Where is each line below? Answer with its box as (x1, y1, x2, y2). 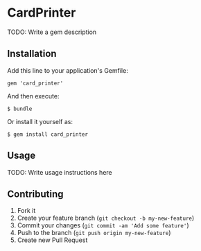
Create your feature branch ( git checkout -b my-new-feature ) (17, 214, 195, 223)
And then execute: (7, 92, 60, 100)
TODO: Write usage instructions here (7, 168, 112, 176)
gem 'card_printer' (7, 80, 64, 87)
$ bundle (7, 105, 33, 112)
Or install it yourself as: (7, 117, 73, 125)
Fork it (17, 207, 36, 215)
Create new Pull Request (17, 236, 88, 244)
